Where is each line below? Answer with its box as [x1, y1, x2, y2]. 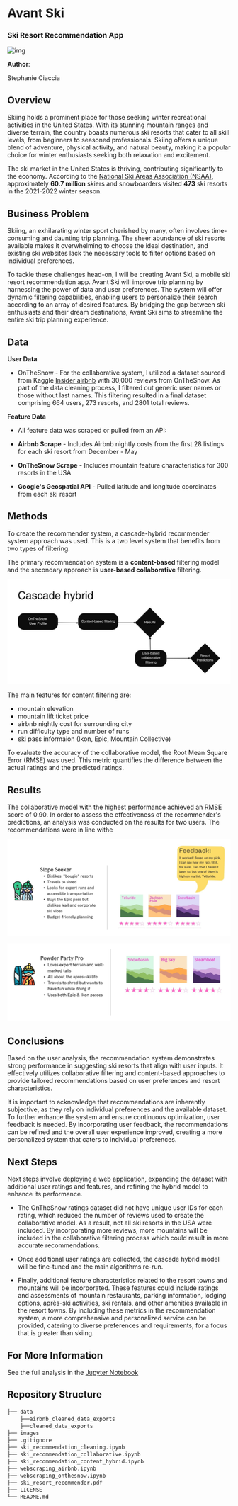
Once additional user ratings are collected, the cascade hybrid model [17, 1255, 220, 1264]
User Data [7, 354, 38, 363]
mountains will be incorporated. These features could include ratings [17, 1284, 219, 1292]
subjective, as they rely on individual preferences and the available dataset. [7, 1105, 227, 1114]
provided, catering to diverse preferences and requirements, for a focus [17, 1321, 227, 1330]
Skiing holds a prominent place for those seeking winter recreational [7, 113, 207, 122]
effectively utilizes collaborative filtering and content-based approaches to [7, 1069, 225, 1077]
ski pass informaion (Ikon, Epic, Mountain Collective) [17, 735, 171, 743]
